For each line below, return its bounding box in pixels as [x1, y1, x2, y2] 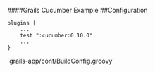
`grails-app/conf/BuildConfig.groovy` [7, 56, 115, 65]
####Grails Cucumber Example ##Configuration [7, 6, 148, 14]
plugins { [7, 20, 37, 27]
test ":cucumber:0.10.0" [20, 32, 93, 39]
